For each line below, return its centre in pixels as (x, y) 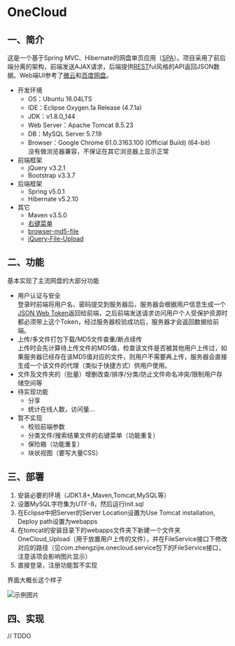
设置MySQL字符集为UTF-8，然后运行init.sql (80, 503)
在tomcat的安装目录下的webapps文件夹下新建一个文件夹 (99, 530)
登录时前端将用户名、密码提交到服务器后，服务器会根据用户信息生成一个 (121, 304)
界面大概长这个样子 (35, 580)
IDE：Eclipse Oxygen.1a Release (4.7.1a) (85, 108)
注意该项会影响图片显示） (54, 556)
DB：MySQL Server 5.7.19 (65, 134)
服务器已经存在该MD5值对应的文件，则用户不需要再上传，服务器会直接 (125, 357)
